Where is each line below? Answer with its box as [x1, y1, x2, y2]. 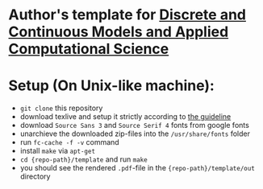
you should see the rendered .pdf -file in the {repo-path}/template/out [19, 163, 256, 173]
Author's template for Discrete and [8, 6, 246, 24]
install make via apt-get [19, 146, 95, 156]
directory [19, 171, 51, 182]
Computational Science [8, 40, 169, 58]
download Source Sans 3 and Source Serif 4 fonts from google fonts [19, 121, 250, 130]
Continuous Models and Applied [8, 23, 229, 41]
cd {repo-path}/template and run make [19, 154, 148, 164]
